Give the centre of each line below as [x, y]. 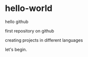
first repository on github [30, 31]
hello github [17, 22]
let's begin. [16, 49]
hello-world [29, 8]
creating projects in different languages [44, 40]
